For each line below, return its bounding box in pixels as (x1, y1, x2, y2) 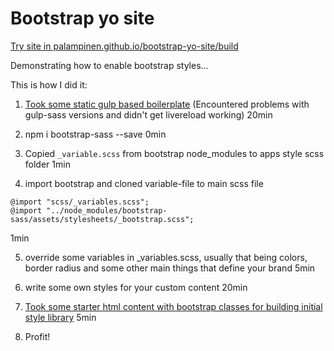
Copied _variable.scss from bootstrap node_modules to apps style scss (24, 147, 325, 159)
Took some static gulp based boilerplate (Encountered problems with (24, 98, 310, 110)
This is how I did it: (10, 78, 88, 91)
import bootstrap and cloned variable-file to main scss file (24, 177, 264, 189)
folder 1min (24, 158, 71, 170)
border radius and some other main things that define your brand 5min (24, 262, 316, 274)
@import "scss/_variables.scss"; (10, 197, 150, 207)
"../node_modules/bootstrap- (46, 205, 168, 216)
